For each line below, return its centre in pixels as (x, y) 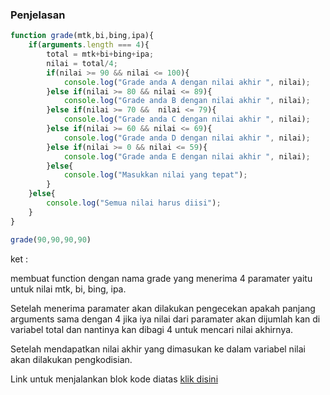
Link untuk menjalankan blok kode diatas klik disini (114, 379)
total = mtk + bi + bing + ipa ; (100, 54)
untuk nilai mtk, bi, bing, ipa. (68, 289)
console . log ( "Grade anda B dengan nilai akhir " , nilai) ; (187, 101)
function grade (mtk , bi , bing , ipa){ (82, 36)
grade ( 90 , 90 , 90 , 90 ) (51, 239)
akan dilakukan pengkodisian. (71, 359)
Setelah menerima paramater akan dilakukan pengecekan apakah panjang (163, 308)
